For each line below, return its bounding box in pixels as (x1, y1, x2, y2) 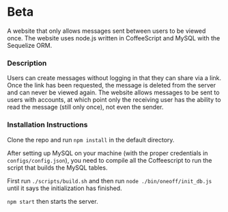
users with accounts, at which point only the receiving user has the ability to (7, 96, 221, 104)
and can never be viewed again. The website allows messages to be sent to (7, 88, 220, 96)
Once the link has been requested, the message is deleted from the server (7, 81, 216, 90)
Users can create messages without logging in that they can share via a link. (7, 74, 222, 82)
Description (7, 58, 47, 68)
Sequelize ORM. (7, 41, 53, 49)
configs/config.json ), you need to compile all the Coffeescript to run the (7, 156, 213, 164)
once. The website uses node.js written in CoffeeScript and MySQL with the (7, 34, 220, 42)
